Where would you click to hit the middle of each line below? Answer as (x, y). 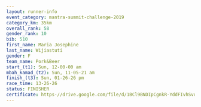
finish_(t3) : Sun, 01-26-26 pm (45, 78)
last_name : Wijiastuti (34, 51)
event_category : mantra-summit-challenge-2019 (65, 17)
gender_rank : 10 (26, 34)
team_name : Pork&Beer (33, 61)
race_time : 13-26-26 (32, 84)
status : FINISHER (28, 89)
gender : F (19, 56)
